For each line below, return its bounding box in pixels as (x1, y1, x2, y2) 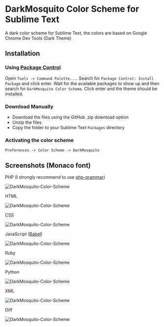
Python (5, 269, 20, 275)
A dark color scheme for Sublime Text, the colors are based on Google (5, 30, 147, 36)
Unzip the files (12, 119, 42, 125)
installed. (5, 91, 23, 96)
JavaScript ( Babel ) (5, 231, 43, 237)
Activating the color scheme (5, 137, 74, 143)
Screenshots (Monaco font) (5, 161, 91, 169)
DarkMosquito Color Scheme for (5, 3, 140, 15)
